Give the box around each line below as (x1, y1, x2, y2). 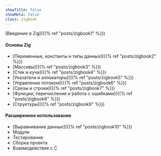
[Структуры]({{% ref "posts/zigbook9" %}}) (12, 101, 105, 107)
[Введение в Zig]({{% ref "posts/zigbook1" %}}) (5, 31, 106, 37)
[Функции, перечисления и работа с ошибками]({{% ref (12, 90, 132, 96)
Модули (12, 129, 30, 135)
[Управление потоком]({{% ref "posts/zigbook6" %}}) (12, 80, 127, 86)
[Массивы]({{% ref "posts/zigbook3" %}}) (12, 64, 102, 70)
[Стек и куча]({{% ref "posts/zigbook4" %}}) (12, 69, 107, 75)
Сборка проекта (12, 139, 48, 145)
